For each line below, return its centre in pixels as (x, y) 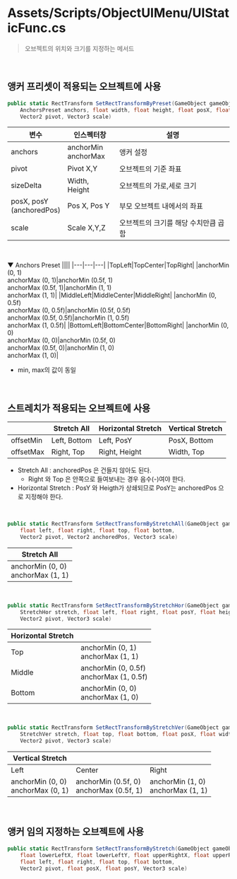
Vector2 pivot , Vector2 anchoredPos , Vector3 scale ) (99, 537)
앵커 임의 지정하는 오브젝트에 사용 (76, 832)
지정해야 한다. (44, 497)
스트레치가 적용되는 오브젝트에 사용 (79, 408)
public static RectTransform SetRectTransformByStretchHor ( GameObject (113, 605)
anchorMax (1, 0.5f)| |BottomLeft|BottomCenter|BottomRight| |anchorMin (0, (118, 325)
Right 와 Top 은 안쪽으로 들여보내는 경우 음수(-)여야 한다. (107, 479)
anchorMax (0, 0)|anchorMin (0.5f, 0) (62, 340)
